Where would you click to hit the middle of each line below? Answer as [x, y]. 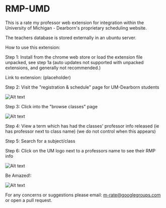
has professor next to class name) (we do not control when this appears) [80, 131]
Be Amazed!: [18, 175]
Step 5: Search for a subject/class [40, 141]
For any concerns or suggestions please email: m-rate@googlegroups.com [83, 195]
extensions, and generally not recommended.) [53, 68]
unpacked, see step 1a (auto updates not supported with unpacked [74, 62]
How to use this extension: [33, 47]
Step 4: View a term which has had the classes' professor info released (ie [82, 126]
